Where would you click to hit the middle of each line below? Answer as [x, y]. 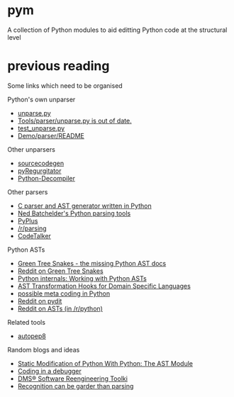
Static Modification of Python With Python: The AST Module [105, 363]
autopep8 [32, 336]
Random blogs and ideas [44, 350]
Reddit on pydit [40, 301]
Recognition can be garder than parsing [76, 386]
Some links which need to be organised [65, 85]
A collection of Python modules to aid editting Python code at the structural [117, 30]
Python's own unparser [41, 99]
